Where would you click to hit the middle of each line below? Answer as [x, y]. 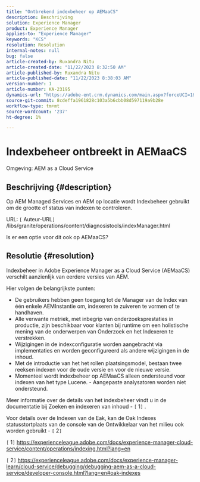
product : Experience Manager [42, 28]
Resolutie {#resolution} [50, 256]
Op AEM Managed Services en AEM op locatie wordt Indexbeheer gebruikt [98, 201]
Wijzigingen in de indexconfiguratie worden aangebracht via [88, 344]
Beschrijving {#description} [59, 187]
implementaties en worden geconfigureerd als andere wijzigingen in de [102, 350]
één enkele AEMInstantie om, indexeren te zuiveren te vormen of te [97, 306]
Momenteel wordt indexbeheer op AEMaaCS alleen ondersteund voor [100, 376]
